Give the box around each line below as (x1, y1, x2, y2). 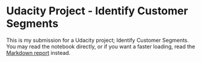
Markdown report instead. (6, 49, 71, 56)
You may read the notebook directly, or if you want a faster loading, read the (6, 43, 196, 50)
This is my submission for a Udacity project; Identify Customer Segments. (6, 36, 190, 44)
